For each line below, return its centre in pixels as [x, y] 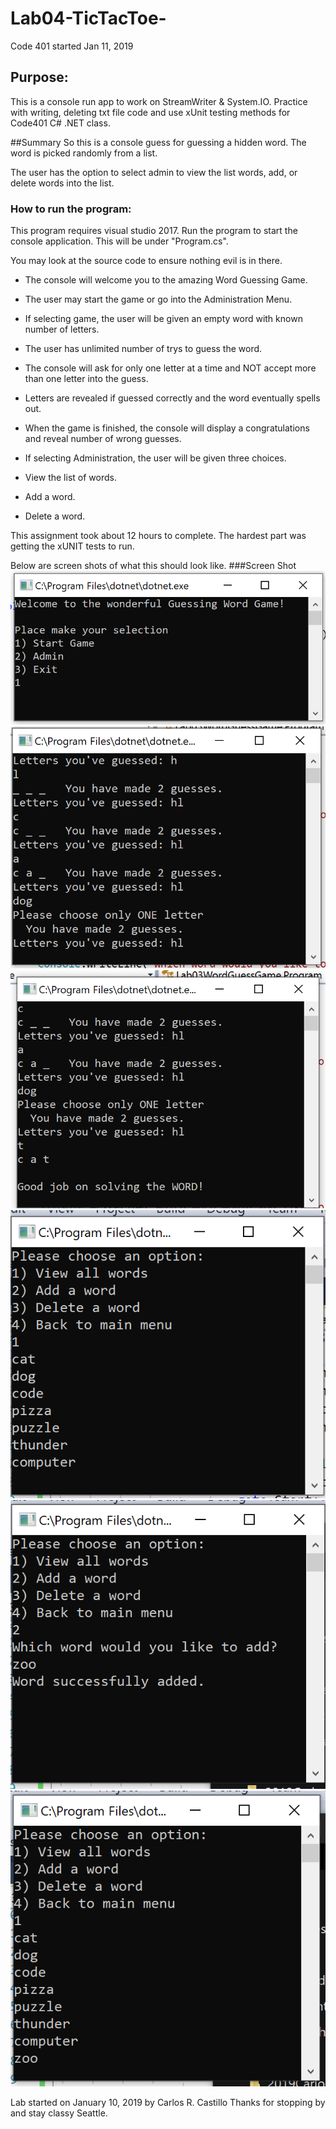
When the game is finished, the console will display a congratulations [167, 428]
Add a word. [50, 497]
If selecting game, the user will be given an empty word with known [163, 319]
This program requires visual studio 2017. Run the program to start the [154, 231]
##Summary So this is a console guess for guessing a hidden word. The [158, 142]
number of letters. [62, 329]
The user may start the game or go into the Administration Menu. [158, 299]
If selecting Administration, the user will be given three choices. [155, 458]
